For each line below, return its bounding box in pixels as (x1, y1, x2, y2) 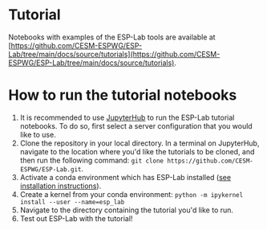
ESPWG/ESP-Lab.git (19, 165, 82, 174)
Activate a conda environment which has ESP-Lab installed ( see (19, 172, 231, 182)
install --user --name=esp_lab (19, 198, 125, 206)
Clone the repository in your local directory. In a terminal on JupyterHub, (19, 138, 260, 148)
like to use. (19, 129, 56, 139)
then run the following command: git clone (19, 155, 164, 165)
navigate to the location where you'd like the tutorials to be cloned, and (19, 146, 255, 156)
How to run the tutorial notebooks (8, 86, 237, 105)
